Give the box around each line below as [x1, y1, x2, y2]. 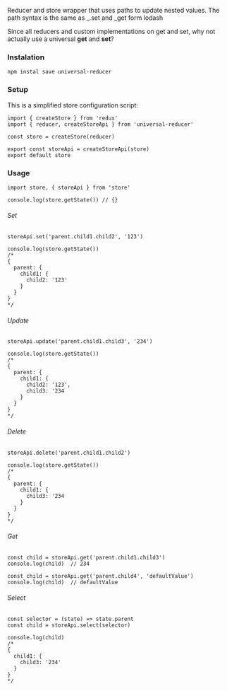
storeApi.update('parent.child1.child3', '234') [7, 338, 153, 345]
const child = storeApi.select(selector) [7, 622, 131, 629]
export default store [7, 151, 71, 158]
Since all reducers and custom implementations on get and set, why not [7, 28, 216, 35]
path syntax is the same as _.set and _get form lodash [7, 13, 164, 22]
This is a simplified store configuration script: [7, 100, 139, 109]
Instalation [7, 52, 45, 62]
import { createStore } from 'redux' [7, 115, 118, 122]
